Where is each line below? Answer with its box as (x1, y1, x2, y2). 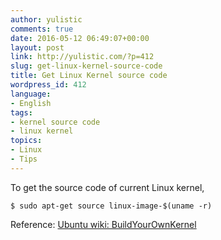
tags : (10, 107, 33, 118)
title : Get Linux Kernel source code (10, 71, 168, 81)
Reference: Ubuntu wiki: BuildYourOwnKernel (10, 218, 197, 230)
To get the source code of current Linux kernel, (10, 181, 205, 193)
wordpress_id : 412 (10, 80, 87, 90)
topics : (10, 136, 43, 146)
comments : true (10, 24, 74, 34)
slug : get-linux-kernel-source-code (10, 61, 163, 71)
